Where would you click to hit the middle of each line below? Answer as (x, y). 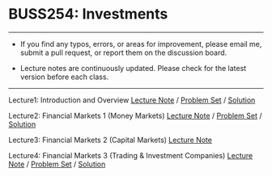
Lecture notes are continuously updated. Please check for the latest (133, 68)
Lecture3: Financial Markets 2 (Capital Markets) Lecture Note (110, 140)
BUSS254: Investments (88, 14)
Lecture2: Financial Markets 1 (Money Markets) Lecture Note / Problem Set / (135, 115)
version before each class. (64, 77)
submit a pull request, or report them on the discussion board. (123, 52)
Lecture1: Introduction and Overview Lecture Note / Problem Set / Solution (132, 100)
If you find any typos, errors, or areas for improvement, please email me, (141, 44)
